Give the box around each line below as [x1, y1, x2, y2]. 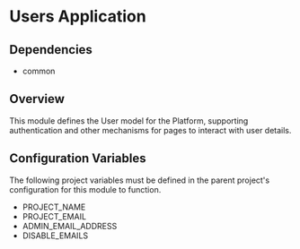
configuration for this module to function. [9, 184, 162, 194]
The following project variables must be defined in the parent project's [9, 175, 270, 185]
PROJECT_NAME [22, 202, 86, 212]
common [22, 65, 56, 76]
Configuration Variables [9, 150, 146, 167]
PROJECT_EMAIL [22, 210, 87, 221]
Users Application [9, 6, 146, 27]
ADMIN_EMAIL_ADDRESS [22, 220, 118, 231]
